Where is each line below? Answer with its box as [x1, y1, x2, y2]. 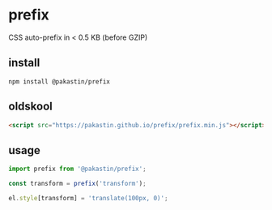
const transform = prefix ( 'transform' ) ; [8, 180, 147, 188]
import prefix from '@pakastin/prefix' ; [8, 165, 147, 174]
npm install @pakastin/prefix [8, 77, 111, 86]
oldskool [8, 100, 53, 114]
